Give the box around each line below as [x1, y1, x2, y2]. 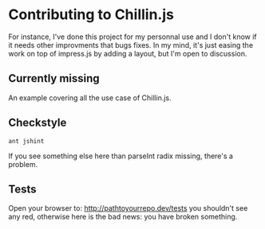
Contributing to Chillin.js [8, 6, 174, 24]
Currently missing [8, 72, 100, 85]
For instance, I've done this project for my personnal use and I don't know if [8, 32, 257, 41]
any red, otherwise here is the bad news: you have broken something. [8, 212, 238, 222]
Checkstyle [8, 116, 67, 130]
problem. [8, 159, 38, 169]
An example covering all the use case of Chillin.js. [8, 93, 172, 103]
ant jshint [8, 137, 45, 145]
